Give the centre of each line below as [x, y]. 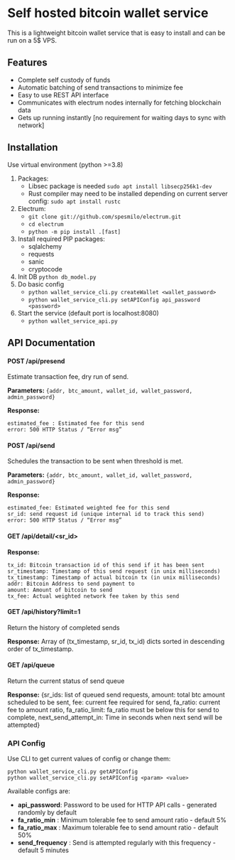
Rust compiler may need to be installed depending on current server [128, 193]
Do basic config [41, 284]
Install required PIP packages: [61, 239]
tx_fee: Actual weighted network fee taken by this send [93, 596]
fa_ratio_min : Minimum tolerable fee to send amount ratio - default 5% [122, 820]
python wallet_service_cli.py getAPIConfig [73, 772]
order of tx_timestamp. [40, 649]
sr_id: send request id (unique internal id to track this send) [106, 514]
